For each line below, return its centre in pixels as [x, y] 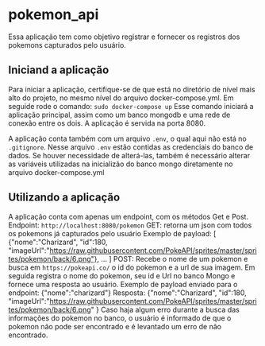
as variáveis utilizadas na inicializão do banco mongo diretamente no [121, 164]
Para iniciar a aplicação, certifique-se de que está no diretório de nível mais [132, 89]
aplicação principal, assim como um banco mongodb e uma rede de [119, 115]
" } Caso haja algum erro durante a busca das [165, 309]
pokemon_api [54, 15]
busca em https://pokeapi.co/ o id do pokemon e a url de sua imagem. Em [132, 267]
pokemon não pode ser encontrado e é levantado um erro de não [115, 326]
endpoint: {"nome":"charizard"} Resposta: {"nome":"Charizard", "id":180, [128, 293]
